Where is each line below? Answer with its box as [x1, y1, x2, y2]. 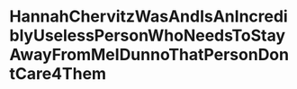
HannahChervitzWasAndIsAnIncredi [9, 6, 288, 27]
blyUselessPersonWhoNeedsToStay [9, 25, 286, 46]
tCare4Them [9, 64, 106, 85]
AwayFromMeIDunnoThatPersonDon [9, 45, 290, 65]
